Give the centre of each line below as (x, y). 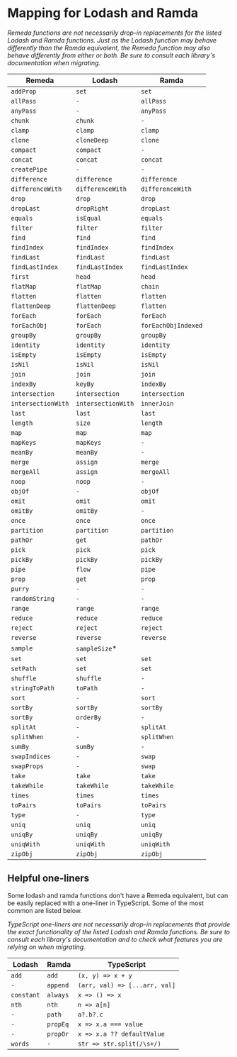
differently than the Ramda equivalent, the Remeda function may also (109, 48)
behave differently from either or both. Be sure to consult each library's (111, 55)
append (58, 985)
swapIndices (31, 756)
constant (25, 995)
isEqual (88, 218)
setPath (24, 669)
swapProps (27, 766)
